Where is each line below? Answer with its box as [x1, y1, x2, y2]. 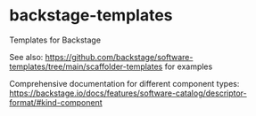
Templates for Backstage [9, 35, 101, 45]
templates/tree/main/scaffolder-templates [9, 61, 163, 72]
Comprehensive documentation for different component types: [9, 78, 240, 89]
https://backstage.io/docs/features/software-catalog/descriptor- [9, 88, 247, 98]
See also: [9, 51, 44, 62]
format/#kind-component [9, 97, 103, 107]
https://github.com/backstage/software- [45, 51, 194, 62]
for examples [164, 61, 213, 72]
